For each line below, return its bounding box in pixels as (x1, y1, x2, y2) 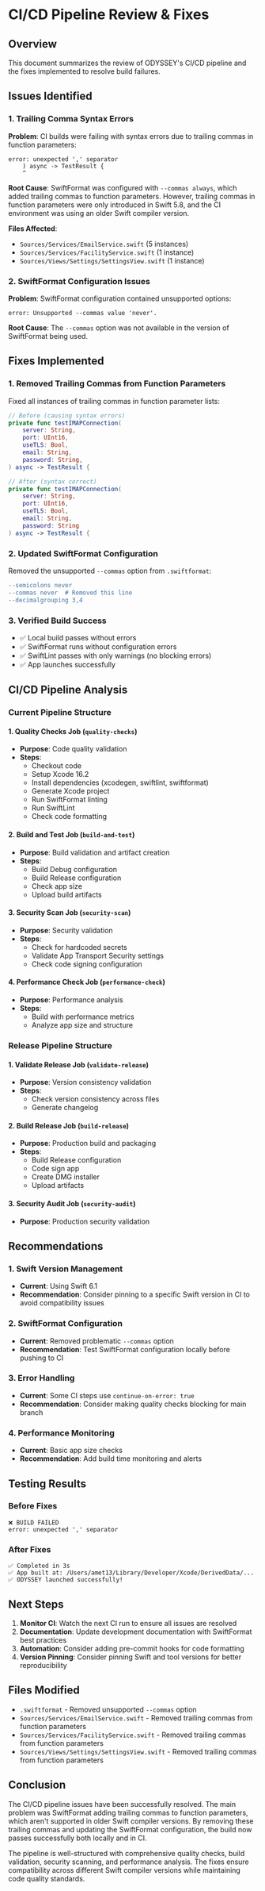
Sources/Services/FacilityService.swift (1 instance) (19, 248, 195, 257)
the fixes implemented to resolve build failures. (8, 67, 161, 76)
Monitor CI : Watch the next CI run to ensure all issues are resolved (19, 1618, 237, 1628)
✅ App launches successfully (19, 659, 116, 669)
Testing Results (8, 1477, 87, 1490)
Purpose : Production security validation (19, 1216, 150, 1226)
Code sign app (31, 1164, 80, 1174)
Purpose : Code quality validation (19, 744, 127, 754)
